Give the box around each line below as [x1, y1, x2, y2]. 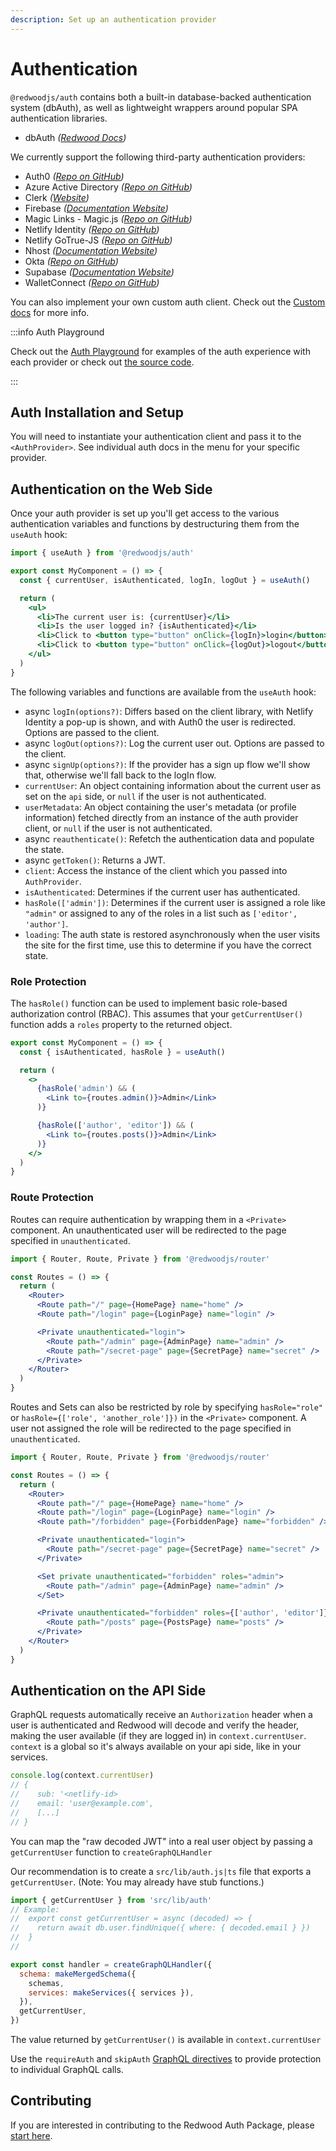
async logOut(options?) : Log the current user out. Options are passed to [24, 737, 325, 749]
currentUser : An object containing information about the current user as [24, 779, 322, 791]
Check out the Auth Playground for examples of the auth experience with [10, 345, 311, 357]
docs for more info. [10, 306, 90, 318]
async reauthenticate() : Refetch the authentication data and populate [24, 832, 315, 845]
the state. [24, 843, 65, 855]
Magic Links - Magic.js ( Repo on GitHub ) [24, 212, 193, 225]
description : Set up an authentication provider [10, 14, 217, 25]
